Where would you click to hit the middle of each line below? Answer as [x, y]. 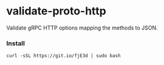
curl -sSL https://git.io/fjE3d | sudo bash [63, 56]
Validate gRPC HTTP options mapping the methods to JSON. [82, 28]
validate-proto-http [56, 11]
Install [16, 43]
